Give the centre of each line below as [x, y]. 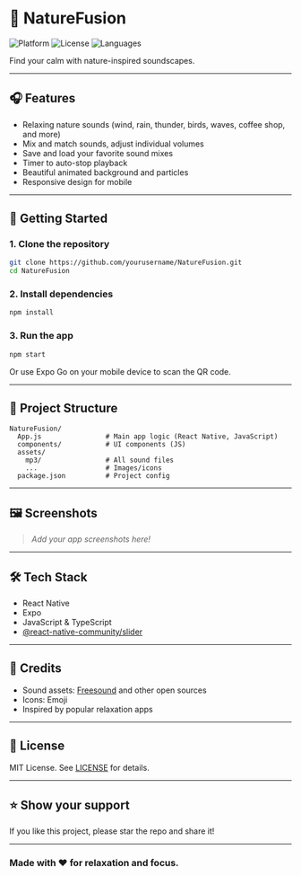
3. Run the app [41, 336]
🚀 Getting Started [59, 219]
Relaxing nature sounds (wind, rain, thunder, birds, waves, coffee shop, [154, 124]
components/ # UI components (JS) [102, 445]
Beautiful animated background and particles [105, 172]
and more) [41, 134]
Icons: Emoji [45, 699]
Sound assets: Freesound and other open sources [115, 690]
